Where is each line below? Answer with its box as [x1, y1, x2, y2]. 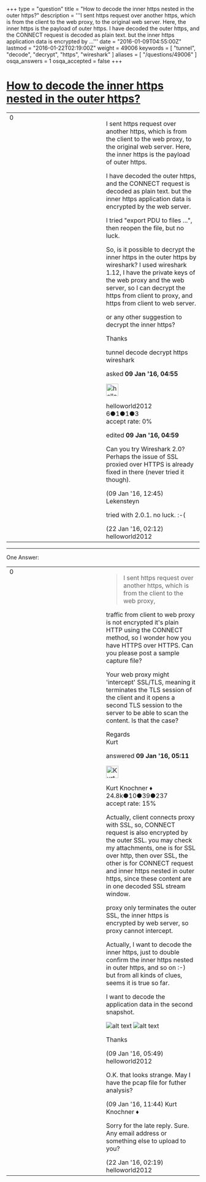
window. [106, 889, 131, 898]
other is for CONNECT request [106, 859, 194, 867]
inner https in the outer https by [106, 253, 197, 261]
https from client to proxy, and [106, 291, 193, 299]
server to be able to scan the [106, 708, 189, 717]
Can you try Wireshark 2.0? [106, 444, 185, 453]
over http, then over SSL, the [106, 851, 188, 860]
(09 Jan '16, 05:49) [106, 1049, 164, 1057]
